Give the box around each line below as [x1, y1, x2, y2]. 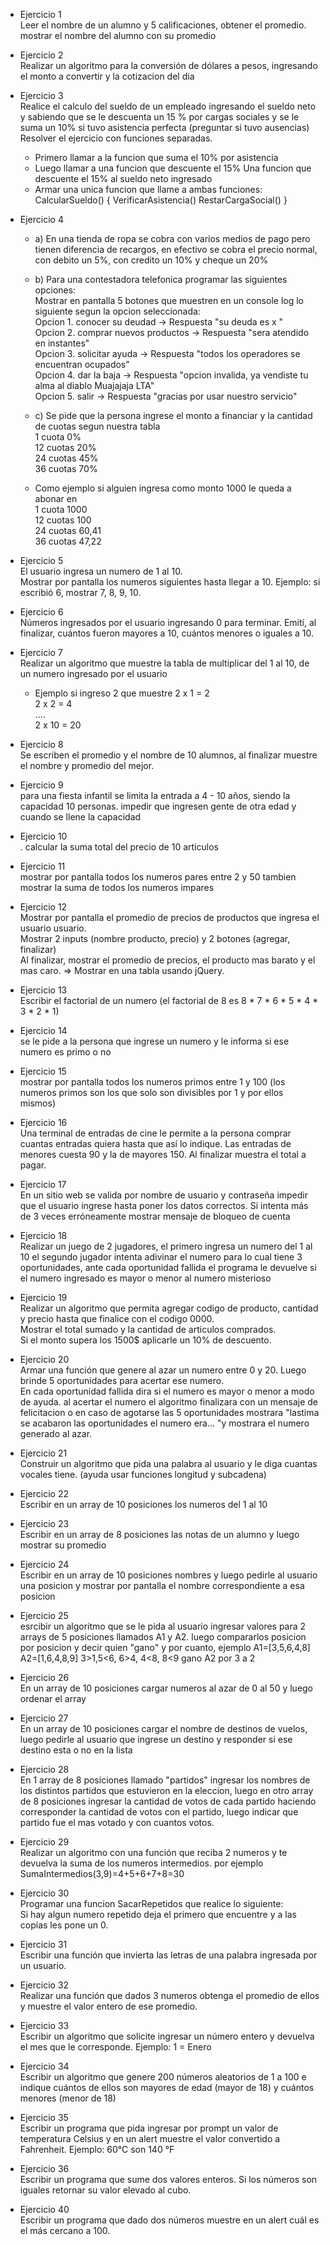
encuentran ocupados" [34, 359, 130, 370]
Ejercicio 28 [19, 1764, 70, 1775]
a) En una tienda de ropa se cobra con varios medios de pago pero [34, 233, 311, 244]
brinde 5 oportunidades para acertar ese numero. [19, 1375, 225, 1386]
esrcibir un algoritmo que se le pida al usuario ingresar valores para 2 [19, 1620, 307, 1632]
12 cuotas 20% [34, 442, 97, 453]
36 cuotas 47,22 [34, 535, 102, 547]
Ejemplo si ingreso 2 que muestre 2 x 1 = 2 [34, 687, 210, 699]
